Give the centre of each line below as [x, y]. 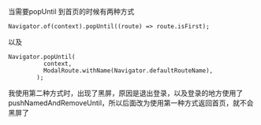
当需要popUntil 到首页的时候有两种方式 [71, 11]
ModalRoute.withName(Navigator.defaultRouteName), [128, 71]
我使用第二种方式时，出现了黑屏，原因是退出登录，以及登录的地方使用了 [125, 93]
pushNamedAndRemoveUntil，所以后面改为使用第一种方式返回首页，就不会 [131, 103]
